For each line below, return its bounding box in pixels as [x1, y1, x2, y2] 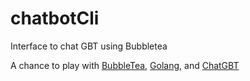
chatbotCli [10, 7, 100, 30]
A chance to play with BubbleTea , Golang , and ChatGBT [10, 59, 240, 71]
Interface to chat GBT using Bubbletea [10, 40, 168, 52]
